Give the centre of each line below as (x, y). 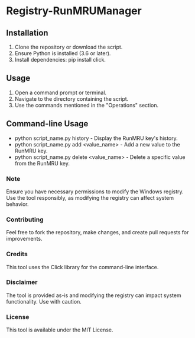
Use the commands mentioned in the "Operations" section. (86, 105)
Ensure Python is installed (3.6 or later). (63, 53)
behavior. (17, 204)
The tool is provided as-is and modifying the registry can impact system (94, 295)
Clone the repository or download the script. (69, 47)
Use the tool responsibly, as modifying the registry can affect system (90, 197)
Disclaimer (22, 282)
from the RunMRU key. (42, 163)
